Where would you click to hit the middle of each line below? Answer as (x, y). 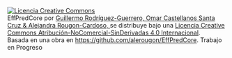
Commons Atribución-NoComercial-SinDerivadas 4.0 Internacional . (104, 32)
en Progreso (25, 47)
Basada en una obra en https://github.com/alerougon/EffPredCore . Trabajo (115, 40)
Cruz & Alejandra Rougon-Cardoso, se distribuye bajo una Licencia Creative (116, 25)
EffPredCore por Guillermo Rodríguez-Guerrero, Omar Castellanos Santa (111, 18)
